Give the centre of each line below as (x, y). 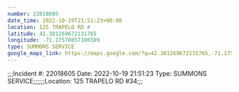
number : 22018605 (33, 14)
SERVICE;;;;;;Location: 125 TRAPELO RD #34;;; (75, 81)
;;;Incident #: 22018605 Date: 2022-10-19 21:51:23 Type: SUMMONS (107, 73)
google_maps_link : (34, 54)
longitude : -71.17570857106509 (54, 40)
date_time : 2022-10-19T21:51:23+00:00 (65, 21)
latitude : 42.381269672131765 (52, 34)
